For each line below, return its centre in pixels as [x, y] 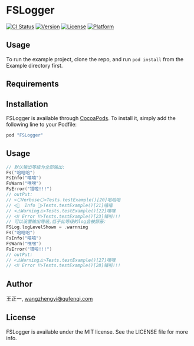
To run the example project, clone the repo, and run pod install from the [95, 59]
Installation [27, 104]
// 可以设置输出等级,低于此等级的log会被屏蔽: [56, 222]
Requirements [32, 84]
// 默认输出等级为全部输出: [36, 167]
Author [19, 284]
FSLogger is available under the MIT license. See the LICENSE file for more [97, 332]
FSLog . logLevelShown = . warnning [47, 227]
